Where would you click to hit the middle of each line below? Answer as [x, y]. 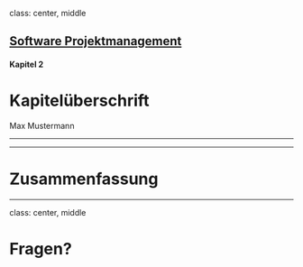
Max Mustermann [42, 125]
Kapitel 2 [27, 64]
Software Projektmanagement [96, 41]
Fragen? [41, 249]
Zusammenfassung [84, 179]
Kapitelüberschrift [80, 101]
